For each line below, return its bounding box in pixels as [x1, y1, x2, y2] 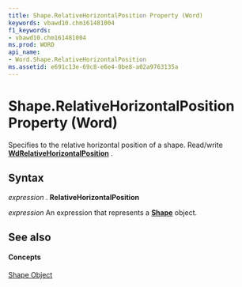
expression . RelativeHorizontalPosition [8, 192, 140, 202]
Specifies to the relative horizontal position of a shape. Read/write [8, 140, 223, 149]
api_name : [8, 48, 41, 56]
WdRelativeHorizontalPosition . [8, 148, 113, 158]
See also [8, 230, 51, 244]
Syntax [8, 172, 44, 185]
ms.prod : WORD [8, 41, 55, 49]
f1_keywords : [8, 26, 51, 34]
